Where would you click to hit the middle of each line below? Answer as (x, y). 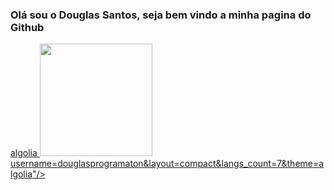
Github (27, 27)
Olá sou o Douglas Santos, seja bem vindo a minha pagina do (161, 15)
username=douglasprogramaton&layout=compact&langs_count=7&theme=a (167, 164)
